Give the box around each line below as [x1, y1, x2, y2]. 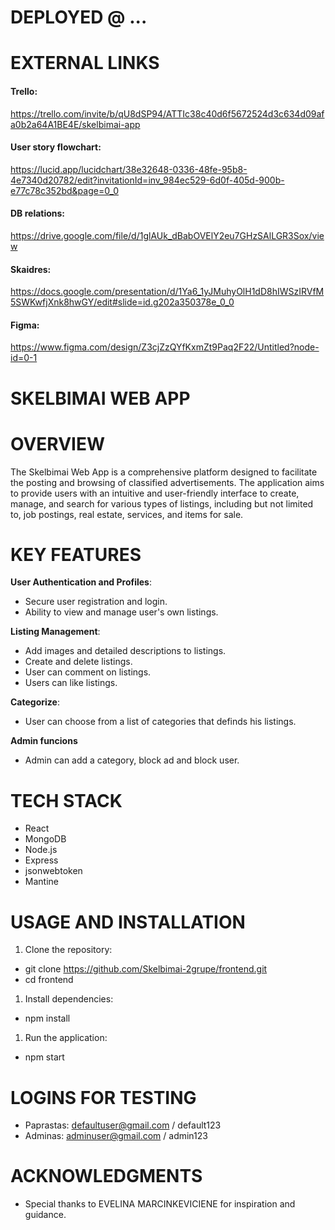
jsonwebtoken [24, 865, 83, 877]
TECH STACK [10, 789, 123, 812]
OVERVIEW [10, 432, 106, 455]
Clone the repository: [24, 944, 113, 956]
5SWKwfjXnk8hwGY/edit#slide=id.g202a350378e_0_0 [10, 296, 235, 308]
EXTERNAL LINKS [10, 52, 160, 75]
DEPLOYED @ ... [10, 6, 148, 29]
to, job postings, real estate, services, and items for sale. [10, 508, 244, 520]
